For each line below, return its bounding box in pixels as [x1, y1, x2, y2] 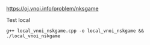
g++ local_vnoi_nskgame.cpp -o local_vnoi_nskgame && [6, 28, 145, 34]
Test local [6, 17, 31, 23]
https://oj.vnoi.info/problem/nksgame [6, 5, 99, 12]
